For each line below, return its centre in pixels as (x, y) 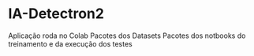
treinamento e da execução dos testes (70, 43)
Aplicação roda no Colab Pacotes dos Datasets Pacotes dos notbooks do (127, 35)
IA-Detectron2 (56, 14)
